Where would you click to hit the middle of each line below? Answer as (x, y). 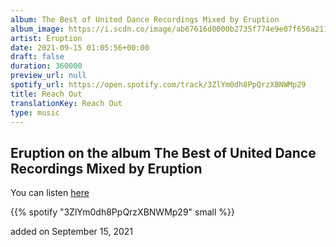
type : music (35, 112)
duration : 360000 (46, 66)
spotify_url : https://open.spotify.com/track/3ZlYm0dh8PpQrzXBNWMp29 (158, 85)
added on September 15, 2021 (72, 232)
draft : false (37, 57)
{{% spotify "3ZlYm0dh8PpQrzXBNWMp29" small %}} (122, 212)
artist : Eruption (46, 38)
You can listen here (50, 193)
